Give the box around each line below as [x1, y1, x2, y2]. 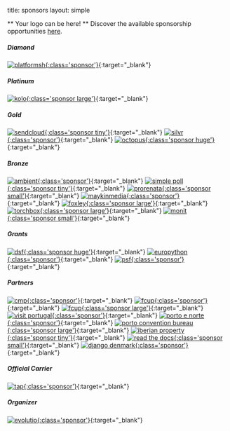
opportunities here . [7, 27, 63, 35]
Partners [7, 278, 34, 287]
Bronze [7, 159, 29, 167]
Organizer [7, 398, 38, 406]
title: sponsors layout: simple [7, 6, 90, 14]
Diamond [7, 43, 35, 51]
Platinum [7, 76, 34, 85]
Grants [7, 230, 28, 238]
